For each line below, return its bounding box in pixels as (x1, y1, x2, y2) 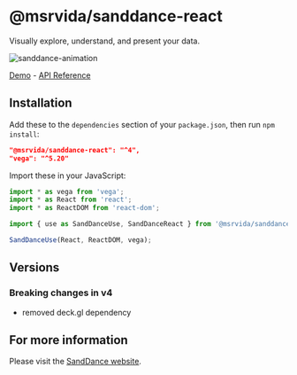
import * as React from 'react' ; (9, 195, 133, 205)
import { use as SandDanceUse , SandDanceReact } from (9, 220, 212, 229)
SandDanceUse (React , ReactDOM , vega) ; (9, 236, 152, 245)
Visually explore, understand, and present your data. (9, 35, 201, 46)
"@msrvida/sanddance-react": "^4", (9, 145, 141, 154)
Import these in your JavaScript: (9, 170, 126, 181)
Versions (9, 260, 60, 276)
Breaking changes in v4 (9, 286, 113, 299)
